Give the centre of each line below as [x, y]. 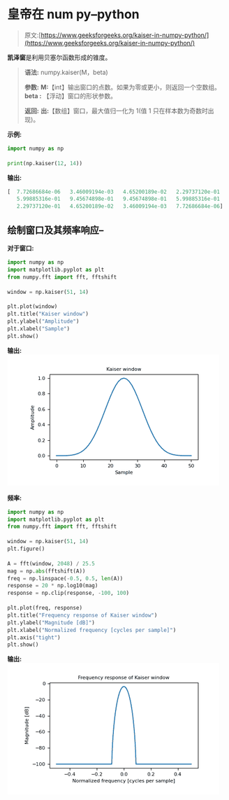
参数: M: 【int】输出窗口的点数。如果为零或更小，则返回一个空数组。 [123, 87]
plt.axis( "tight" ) [34, 638]
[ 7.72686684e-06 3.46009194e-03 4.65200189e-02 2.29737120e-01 [113, 192]
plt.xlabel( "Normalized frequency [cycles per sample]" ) [92, 630]
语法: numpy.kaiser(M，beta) [66, 72]
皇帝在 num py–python [73, 14]
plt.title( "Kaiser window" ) [48, 314]
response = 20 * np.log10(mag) [53, 586]
